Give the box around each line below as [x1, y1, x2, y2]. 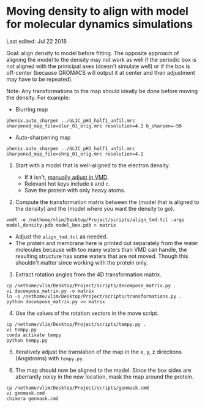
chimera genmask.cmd [6, 395, 59, 402]
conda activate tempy [6, 332, 62, 338]
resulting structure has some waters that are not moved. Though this [15, 252, 188, 260]
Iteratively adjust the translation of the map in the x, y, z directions [15, 348, 182, 355]
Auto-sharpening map [15, 134, 71, 141]
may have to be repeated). [6, 75, 73, 83]
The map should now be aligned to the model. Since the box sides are [15, 366, 192, 374]
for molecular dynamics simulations [6, 17, 193, 31]
